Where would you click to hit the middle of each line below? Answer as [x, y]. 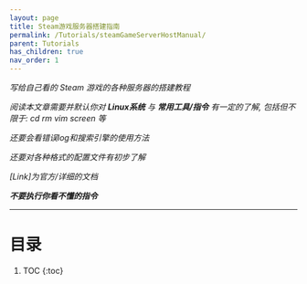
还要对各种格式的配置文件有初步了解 [78, 157]
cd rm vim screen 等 [68, 118]
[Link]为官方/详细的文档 [54, 176]
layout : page [34, 18]
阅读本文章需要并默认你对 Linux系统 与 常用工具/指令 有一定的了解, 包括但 [148, 107]
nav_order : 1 [34, 60]
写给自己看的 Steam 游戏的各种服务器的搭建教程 [100, 87]
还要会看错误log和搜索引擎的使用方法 [79, 137]
